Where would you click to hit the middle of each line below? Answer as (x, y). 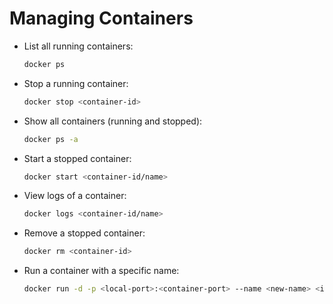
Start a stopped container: (77, 158)
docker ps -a (51, 139)
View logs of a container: (75, 196)
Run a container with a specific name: (101, 271)
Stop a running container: (76, 83)
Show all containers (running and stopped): (113, 121)
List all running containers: (78, 46)
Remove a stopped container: (84, 233)
